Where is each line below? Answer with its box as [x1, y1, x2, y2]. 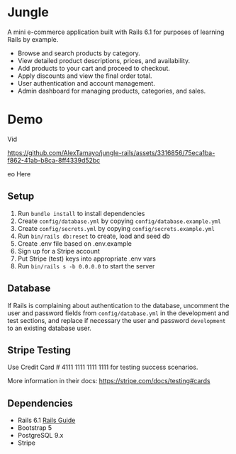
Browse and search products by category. [17, 49, 140, 57]
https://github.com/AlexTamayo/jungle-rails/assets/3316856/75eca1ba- [7, 148, 215, 157]
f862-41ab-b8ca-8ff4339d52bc [7, 156, 101, 164]
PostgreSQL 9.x [17, 431, 64, 440]
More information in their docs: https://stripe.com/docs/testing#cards [7, 377, 210, 385]
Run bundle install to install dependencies [17, 209, 145, 217]
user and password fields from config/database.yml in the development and [7, 309, 230, 317]
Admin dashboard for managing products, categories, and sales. [17, 86, 206, 95]
